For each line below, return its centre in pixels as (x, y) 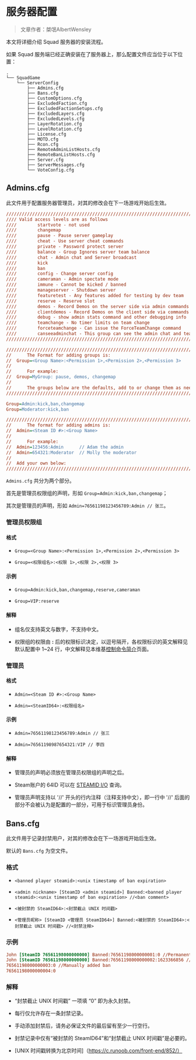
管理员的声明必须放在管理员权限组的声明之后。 (71, 772)
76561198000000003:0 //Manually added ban (58, 966)
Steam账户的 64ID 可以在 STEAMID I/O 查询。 (69, 785)
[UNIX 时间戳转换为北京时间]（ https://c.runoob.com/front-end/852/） (98, 1051)
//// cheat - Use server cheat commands (65, 241)
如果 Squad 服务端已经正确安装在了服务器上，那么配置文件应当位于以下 (92, 54)
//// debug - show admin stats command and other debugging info (96, 317)
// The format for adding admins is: (58, 425)
